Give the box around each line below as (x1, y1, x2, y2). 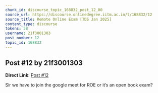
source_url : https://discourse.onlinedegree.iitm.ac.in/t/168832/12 (5, 12, 152, 17)
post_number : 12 (5, 36, 39, 41)
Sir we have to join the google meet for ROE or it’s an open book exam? (5, 81, 153, 88)
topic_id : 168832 (5, 40, 42, 45)
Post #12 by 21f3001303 (5, 59, 83, 67)
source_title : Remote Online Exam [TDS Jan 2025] (5, 17, 112, 22)
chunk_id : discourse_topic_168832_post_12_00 (5, 7, 102, 13)
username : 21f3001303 (5, 31, 51, 36)
